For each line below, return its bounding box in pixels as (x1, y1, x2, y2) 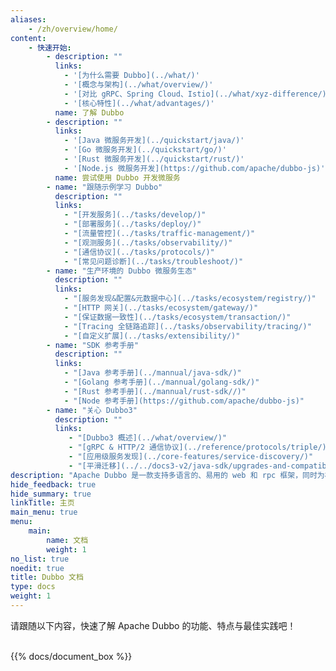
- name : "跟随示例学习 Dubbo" (46, 182, 163, 192)
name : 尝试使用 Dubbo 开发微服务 (54, 172, 181, 183)
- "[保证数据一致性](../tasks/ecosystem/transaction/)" (63, 312, 292, 322)
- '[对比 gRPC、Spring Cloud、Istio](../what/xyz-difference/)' (63, 89, 332, 99)
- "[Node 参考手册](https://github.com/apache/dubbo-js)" (63, 396, 305, 406)
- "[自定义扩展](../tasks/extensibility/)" (63, 331, 241, 341)
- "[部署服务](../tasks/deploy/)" (63, 219, 202, 230)
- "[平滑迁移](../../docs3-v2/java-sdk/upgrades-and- (68, 461, 292, 471)
